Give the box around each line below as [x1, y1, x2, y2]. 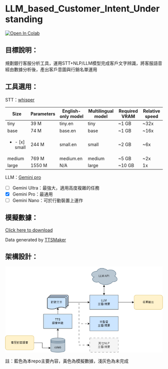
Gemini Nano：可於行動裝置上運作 [12, 197, 83, 203]
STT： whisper [5, 96, 35, 102]
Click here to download [5, 227, 53, 233]
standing [5, 13, 43, 25]
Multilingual [88, 108, 114, 114]
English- [62, 108, 81, 114]
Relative [142, 108, 160, 114]
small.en [59, 141, 77, 147]
